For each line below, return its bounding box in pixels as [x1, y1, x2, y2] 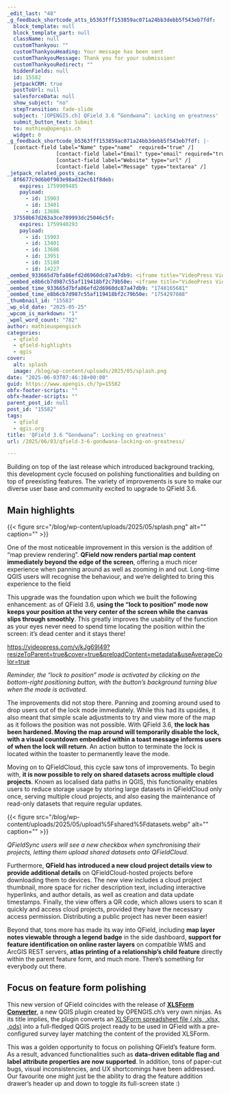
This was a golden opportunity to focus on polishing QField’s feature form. [7, 1042, 217, 1051]
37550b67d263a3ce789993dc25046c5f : [13, 214, 115, 221]
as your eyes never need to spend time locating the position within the [7, 622, 205, 630]
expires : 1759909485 [19, 183, 78, 190]
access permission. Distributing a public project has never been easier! [7, 913, 207, 921]
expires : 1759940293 [19, 220, 78, 227]
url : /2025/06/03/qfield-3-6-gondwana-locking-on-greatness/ [7, 437, 186, 445]
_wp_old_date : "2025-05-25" [7, 304, 88, 311]
